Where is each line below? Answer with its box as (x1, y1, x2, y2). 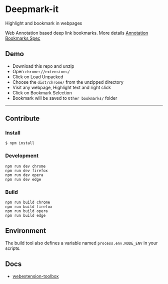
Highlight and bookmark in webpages (5, 20, 82, 26)
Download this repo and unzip (12, 63, 74, 69)
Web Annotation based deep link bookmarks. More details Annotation (5, 30, 148, 36)
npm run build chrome (5, 200, 50, 205)
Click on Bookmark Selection (12, 89, 72, 96)
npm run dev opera (5, 172, 43, 178)
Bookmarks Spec (5, 35, 40, 41)
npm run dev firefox (5, 168, 48, 173)
